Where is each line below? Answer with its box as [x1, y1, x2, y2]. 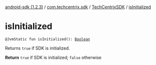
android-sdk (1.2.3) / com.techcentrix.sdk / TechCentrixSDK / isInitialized [5, 4, 152, 10]
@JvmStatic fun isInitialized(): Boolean [5, 37, 90, 41]
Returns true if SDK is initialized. [5, 45, 70, 51]
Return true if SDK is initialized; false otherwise [5, 54, 102, 60]
